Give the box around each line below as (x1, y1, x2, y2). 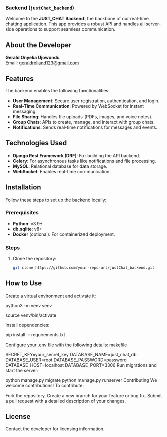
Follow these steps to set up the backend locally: (5, 197, 107, 203)
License (5, 412, 31, 421)
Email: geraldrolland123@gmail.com (5, 60, 79, 66)
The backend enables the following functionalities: (5, 87, 110, 93)
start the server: (5, 367, 39, 373)
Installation (5, 183, 41, 192)
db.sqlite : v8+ (12, 226, 43, 232)
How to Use (5, 279, 42, 288)
